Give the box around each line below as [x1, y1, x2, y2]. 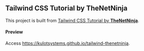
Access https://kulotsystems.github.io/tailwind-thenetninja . [5, 40, 130, 46]
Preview [5, 29, 23, 35]
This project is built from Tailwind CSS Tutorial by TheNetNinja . [5, 17, 139, 23]
